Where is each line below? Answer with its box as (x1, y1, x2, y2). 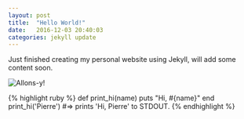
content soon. (8, 63, 53, 73)
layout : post (8, 11, 51, 20)
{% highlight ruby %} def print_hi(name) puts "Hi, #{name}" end (8, 93, 215, 103)
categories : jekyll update (8, 33, 97, 41)
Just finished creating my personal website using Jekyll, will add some (8, 55, 237, 64)
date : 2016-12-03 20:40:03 (8, 26, 104, 34)
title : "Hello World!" (8, 19, 86, 27)
